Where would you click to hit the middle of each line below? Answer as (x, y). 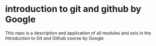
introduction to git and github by (73, 9)
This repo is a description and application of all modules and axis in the (78, 33)
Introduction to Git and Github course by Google (54, 38)
